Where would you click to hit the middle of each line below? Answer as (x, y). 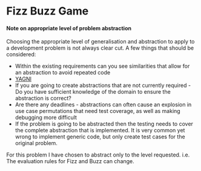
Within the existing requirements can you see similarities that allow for (102, 66)
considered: (21, 54)
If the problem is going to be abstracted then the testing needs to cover (104, 124)
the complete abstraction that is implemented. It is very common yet (100, 131)
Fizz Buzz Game (48, 11)
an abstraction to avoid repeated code (63, 73)
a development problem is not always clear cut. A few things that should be (100, 48)
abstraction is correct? (43, 98)
